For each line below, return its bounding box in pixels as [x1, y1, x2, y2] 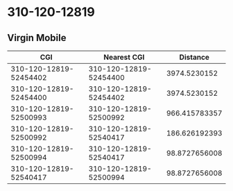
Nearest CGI [103, 53, 145, 62]
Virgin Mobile [7, 32, 67, 44]
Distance [179, 53, 210, 62]
